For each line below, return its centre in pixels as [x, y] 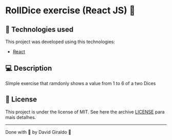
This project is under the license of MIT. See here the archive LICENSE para [85, 112]
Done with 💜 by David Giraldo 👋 [38, 132]
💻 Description [29, 68]
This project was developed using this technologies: [60, 42]
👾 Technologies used [39, 29]
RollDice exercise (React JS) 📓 [70, 11]
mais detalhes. [21, 117]
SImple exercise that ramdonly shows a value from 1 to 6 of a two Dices [81, 83]
